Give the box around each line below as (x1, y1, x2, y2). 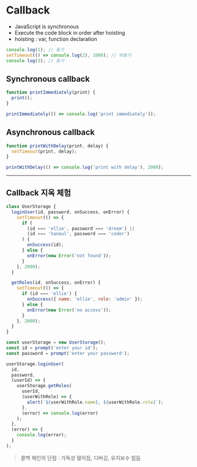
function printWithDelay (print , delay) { (6, 143, 109, 149)
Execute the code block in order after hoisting (14, 29, 125, 36)
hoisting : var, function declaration (14, 35, 98, 42)
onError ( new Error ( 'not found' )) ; (27, 253, 111, 258)
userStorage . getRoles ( (16, 383, 72, 389)
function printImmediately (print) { (6, 89, 96, 96)
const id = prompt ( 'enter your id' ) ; (6, 345, 98, 351)
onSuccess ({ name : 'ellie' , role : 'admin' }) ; (27, 296, 143, 302)
